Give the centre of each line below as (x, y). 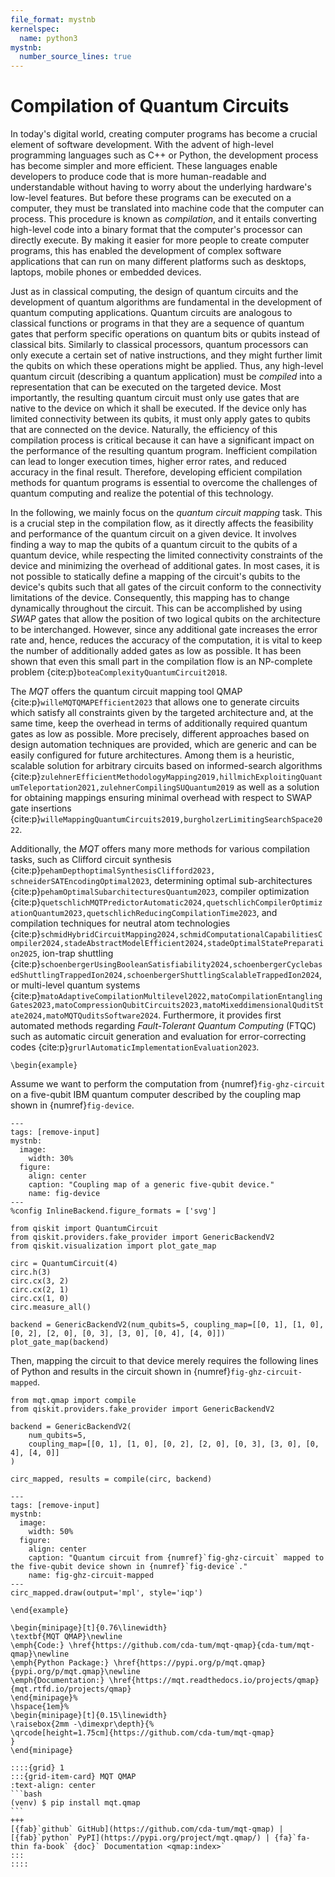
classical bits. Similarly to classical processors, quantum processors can (159, 345)
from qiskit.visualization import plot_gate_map (113, 1246)
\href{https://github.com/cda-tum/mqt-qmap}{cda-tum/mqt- (191, 1646)
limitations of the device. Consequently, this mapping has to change (150, 598)
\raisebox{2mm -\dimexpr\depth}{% (82, 1724)
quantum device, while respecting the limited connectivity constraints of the (166, 555)
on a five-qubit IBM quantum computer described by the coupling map (156, 1095)
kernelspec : (35, 29)
